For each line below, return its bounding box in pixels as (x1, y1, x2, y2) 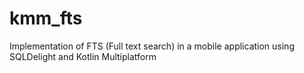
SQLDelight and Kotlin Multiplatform (9, 50, 157, 62)
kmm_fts (9, 7, 83, 30)
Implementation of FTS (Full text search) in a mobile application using (9, 40, 295, 52)
